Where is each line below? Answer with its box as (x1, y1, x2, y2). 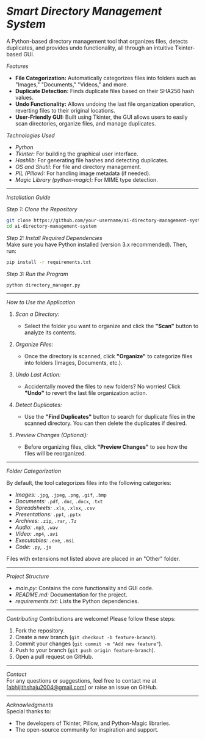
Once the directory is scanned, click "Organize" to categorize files (24, 353, 193, 360)
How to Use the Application (6, 299, 76, 306)
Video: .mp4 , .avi (15, 530, 59, 538)
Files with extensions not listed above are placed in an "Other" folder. (6, 555, 181, 563)
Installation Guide (6, 193, 51, 201)
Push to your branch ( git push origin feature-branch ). (15, 647, 156, 654)
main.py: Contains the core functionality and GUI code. (15, 585, 154, 592)
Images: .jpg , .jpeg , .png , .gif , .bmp (15, 491, 107, 498)
